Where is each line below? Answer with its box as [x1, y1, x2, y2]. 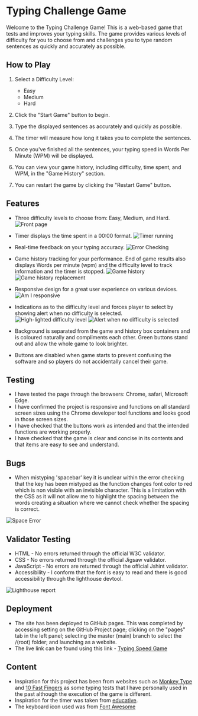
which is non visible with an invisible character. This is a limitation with [14, 486, 186, 494]
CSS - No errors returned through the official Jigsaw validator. [14, 556, 167, 563]
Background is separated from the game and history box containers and [14, 327, 190, 335]
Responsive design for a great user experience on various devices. [14, 285, 178, 292]
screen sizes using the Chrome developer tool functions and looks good [14, 409, 190, 416]
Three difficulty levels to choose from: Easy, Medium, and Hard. [14, 214, 170, 221]
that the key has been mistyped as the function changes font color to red [14, 480, 193, 488]
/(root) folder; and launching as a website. [14, 638, 117, 645]
